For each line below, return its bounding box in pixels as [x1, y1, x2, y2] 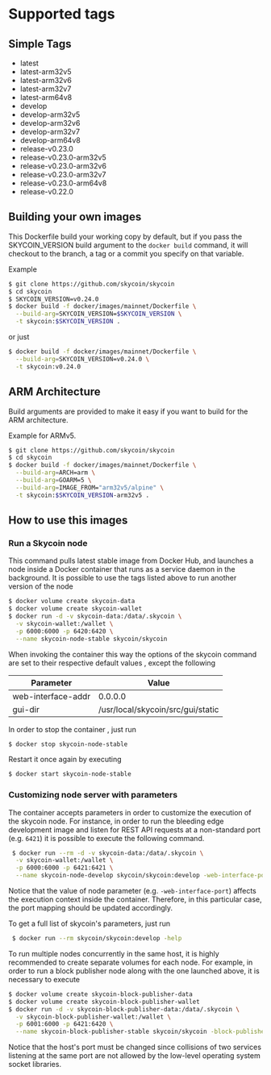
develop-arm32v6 [19, 119, 81, 127]
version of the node [8, 581, 74, 591]
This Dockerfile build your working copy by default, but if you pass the [8, 231, 243, 241]
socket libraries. [8, 1060, 62, 1069]
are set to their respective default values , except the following [8, 658, 216, 668]
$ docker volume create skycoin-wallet [8, 605, 143, 613]
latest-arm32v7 [19, 84, 72, 94]
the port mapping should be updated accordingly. [8, 903, 173, 913]
